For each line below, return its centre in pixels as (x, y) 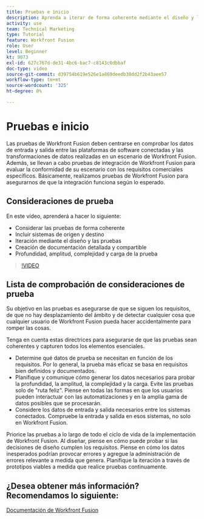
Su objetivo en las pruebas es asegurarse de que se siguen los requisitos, (99, 308)
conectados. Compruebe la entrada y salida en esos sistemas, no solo (103, 416)
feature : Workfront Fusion (40, 40)
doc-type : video (27, 68)
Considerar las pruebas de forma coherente (70, 228)
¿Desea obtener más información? (73, 486)
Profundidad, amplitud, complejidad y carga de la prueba (86, 254)
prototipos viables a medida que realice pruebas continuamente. (87, 467)
